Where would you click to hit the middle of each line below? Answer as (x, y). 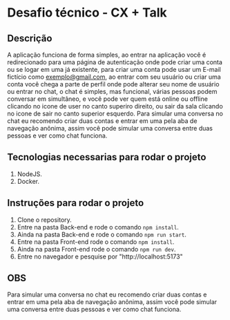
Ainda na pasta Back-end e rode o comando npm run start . (102, 234)
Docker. (28, 181)
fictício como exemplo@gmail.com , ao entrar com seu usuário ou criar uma (114, 77)
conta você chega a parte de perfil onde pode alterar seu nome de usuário (113, 84)
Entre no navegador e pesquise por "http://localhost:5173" (100, 256)
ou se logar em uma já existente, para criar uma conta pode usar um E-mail (114, 69)
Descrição (30, 38)
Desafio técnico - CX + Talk (87, 13)
